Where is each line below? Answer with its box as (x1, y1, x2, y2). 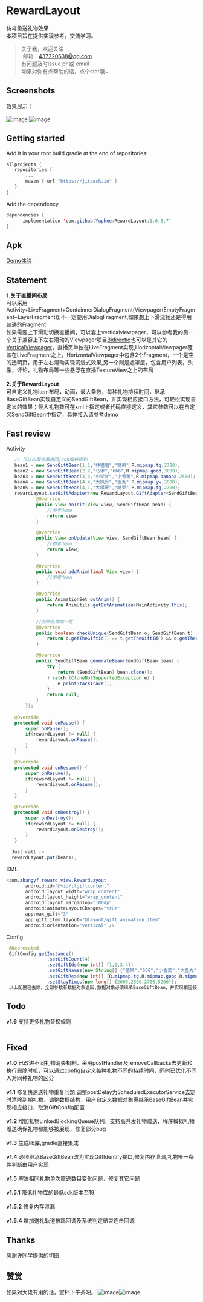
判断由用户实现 (11, 1161, 49, 1168)
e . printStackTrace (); (57, 680, 112, 686)
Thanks (6, 1235, 36, 1245)
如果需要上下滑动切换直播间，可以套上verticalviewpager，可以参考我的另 (6, 329, 188, 336)
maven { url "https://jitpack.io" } (25, 178, 118, 184)
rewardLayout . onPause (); (36, 737, 98, 743)
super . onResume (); (25, 770, 71, 776)
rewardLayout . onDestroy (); (36, 826, 104, 833)
